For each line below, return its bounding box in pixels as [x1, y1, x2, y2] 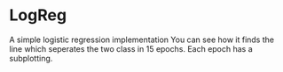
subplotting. [9, 53, 53, 63]
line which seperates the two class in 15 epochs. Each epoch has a [9, 43, 253, 54]
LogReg [9, 5, 67, 25]
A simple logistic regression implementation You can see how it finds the [9, 34, 275, 45]
